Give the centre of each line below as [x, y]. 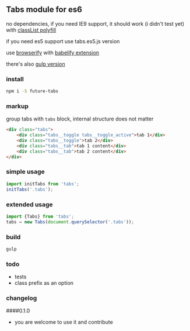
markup [17, 106]
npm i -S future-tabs [32, 91]
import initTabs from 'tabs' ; [43, 184]
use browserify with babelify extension [53, 53]
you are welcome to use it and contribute [64, 322]
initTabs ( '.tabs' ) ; [30, 189]
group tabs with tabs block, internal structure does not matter [80, 119]
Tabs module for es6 [44, 10]
